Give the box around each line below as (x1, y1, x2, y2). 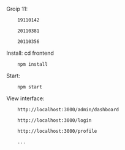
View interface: (6, 95, 45, 102)
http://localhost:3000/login (17, 117, 92, 124)
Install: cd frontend (6, 49, 54, 57)
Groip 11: (6, 6, 28, 12)
